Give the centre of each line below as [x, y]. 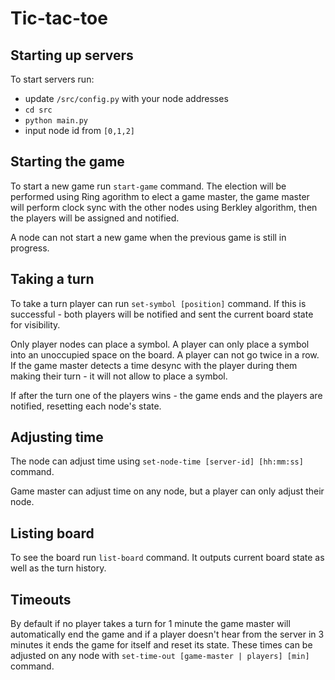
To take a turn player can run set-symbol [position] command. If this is [158, 303]
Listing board [52, 533]
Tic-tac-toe [59, 18]
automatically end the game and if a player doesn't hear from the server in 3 [167, 634]
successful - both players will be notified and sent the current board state [162, 314]
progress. [30, 248]
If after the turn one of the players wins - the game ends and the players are [166, 395]
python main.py [56, 121]
